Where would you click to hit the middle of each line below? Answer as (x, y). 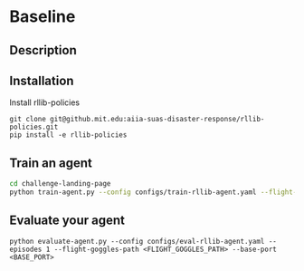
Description (43, 50)
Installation (42, 80)
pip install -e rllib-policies (68, 135)
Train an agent (51, 163)
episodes (26, 249)
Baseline (43, 17)
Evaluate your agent (67, 221)
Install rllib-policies (45, 102)
